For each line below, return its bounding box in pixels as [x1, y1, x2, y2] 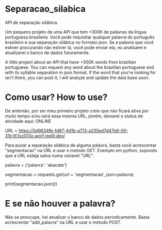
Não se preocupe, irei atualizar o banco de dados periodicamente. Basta [5, 214, 150, 220]
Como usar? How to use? [5, 92, 108, 103]
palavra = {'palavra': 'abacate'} [5, 162, 67, 168]
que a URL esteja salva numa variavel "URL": [5, 153, 94, 158]
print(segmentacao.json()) [5, 181, 57, 187]
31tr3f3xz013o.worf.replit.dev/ [5, 133, 65, 138]
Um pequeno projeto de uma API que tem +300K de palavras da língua [5, 29, 146, 35]
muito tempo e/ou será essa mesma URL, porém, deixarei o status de [5, 113, 143, 119]
